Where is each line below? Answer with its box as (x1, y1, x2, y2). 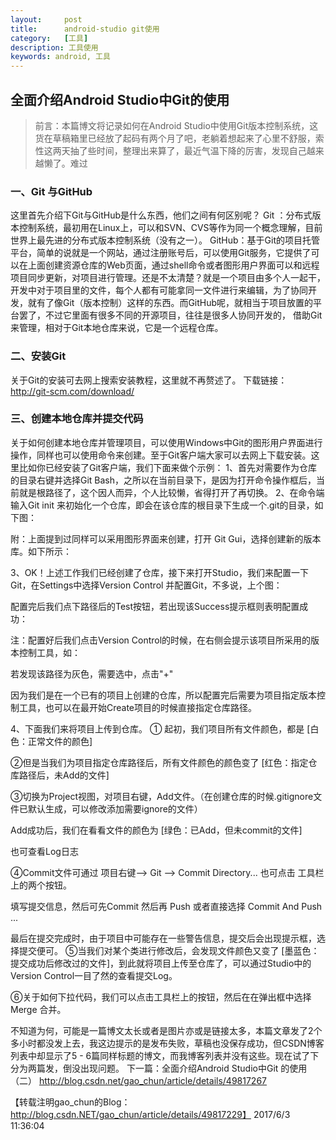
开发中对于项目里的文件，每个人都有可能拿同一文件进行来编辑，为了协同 (10, 284, 308, 296)
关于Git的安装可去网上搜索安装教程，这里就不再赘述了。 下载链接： (10, 374, 288, 386)
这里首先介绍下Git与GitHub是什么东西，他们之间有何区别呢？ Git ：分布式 (10, 209, 313, 221)
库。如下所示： (10, 545, 72, 557)
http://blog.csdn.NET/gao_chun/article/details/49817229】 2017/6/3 (10, 1108, 291, 1120)
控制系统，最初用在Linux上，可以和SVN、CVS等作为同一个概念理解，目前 (18, 222, 323, 234)
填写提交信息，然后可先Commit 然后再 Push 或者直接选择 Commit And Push (10, 900, 323, 912)
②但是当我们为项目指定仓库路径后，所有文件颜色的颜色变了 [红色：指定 (10, 756, 309, 768)
